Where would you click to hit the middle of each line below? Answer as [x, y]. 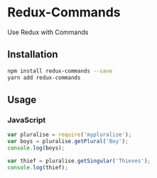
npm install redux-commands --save [60, 71]
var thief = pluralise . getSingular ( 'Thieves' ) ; [79, 161]
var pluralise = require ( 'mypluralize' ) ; [70, 135]
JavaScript [27, 120]
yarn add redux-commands [44, 78]
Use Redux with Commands [48, 32]
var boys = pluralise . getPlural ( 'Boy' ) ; [68, 142]
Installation [33, 54]
